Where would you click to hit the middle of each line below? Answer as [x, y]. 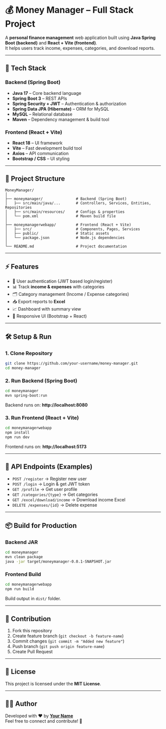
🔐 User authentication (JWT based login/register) [62, 281]
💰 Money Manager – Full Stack [69, 10]
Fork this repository [32, 630]
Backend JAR [21, 542]
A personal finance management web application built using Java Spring [80, 38]
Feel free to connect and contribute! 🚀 [44, 721]
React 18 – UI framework [37, 143]
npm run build [20, 589]
